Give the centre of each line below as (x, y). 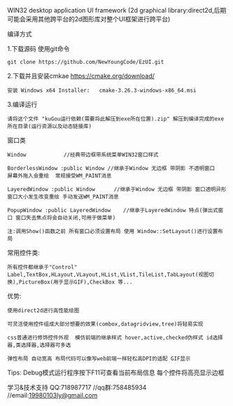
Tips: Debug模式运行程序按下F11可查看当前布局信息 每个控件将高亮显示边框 (116, 372)
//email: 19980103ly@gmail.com (52, 395)
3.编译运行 (22, 104)
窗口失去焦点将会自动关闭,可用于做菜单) (66, 218)
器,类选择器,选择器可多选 (39, 345)
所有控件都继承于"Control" (42, 267)
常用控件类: (24, 253)
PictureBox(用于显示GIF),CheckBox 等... (76, 282)
